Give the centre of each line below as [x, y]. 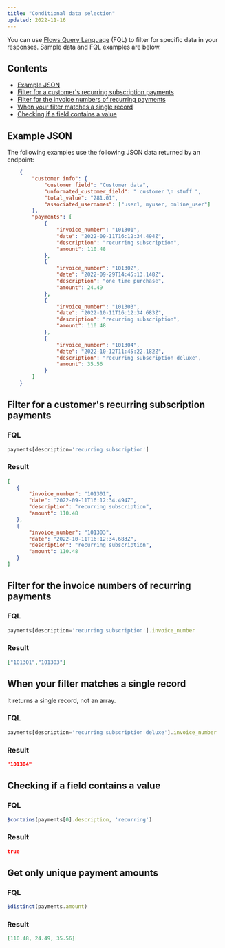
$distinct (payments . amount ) [47, 907]
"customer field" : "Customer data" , [96, 185]
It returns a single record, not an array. [62, 700]
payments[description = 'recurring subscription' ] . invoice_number [101, 630]
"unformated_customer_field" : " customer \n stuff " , [122, 191]
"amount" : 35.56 [79, 364]
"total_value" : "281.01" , [81, 198]
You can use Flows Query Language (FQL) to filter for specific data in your [112, 39]
